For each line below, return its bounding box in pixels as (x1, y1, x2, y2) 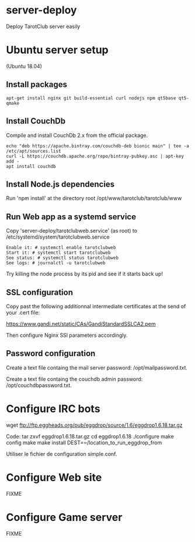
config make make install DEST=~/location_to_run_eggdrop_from (6, 439, 162, 446)
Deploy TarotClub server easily (6, 23, 81, 30)
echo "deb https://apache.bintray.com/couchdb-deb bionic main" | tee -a (6, 143, 190, 149)
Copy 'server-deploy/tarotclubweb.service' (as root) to (6, 227, 138, 234)
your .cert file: (6, 309, 40, 316)
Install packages (6, 80, 67, 89)
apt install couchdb (6, 163, 57, 170)
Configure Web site (6, 471, 102, 484)
